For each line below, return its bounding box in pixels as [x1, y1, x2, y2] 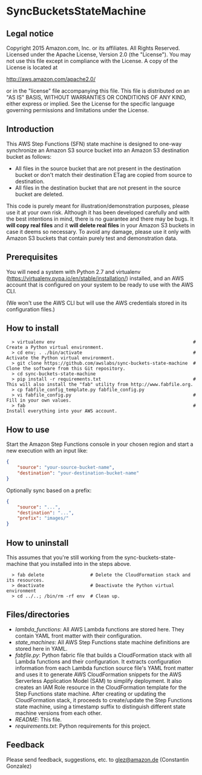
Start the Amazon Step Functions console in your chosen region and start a [6, 441, 194, 448]
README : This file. [15, 716, 62, 723]
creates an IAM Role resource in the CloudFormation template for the [15, 684, 187, 691]
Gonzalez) [6, 762, 32, 770]
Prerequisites [6, 252, 58, 262]
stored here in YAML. [15, 645, 68, 652]
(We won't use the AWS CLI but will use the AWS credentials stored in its [6, 299, 187, 307]
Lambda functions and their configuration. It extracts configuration [15, 657, 181, 665]
